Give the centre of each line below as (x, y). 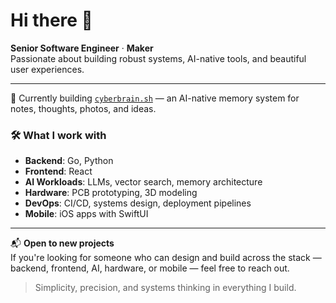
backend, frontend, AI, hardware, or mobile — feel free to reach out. (150, 268)
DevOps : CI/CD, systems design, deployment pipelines (138, 203)
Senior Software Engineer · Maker (82, 48)
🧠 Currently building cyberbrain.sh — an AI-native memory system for (155, 98)
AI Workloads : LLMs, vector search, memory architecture (143, 182)
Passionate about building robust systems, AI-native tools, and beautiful (158, 58)
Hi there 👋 (51, 20)
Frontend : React (58, 171)
